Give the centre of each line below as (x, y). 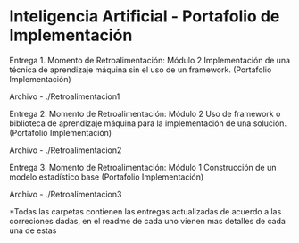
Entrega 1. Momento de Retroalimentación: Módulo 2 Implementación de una (150, 60)
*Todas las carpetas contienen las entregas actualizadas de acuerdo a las (145, 211)
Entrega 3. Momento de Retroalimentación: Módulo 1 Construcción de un (143, 167)
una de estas (33, 230)
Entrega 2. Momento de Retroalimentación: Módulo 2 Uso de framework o (145, 113)
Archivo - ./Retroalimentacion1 (65, 96)
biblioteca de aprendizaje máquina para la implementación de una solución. (148, 123)
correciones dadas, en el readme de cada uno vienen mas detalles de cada (147, 221)
